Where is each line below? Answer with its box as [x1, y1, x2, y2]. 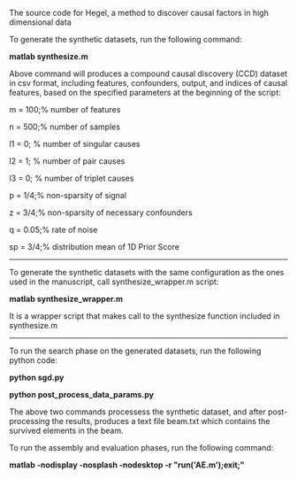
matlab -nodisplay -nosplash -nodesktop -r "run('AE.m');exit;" [9, 460, 245, 470]
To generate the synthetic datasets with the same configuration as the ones [9, 267, 285, 277]
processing [9, 416, 50, 426]
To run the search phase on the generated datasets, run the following [9, 345, 262, 356]
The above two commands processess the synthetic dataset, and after [9, 406, 267, 417]
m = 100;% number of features [9, 104, 121, 114]
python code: [9, 355, 57, 366]
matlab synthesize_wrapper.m [9, 294, 124, 304]
